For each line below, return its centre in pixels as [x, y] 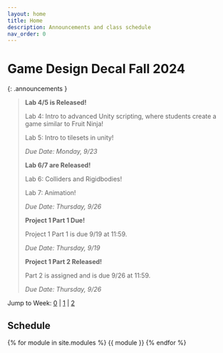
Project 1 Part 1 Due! [55, 221]
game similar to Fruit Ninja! [64, 124]
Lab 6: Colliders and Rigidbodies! [73, 179]
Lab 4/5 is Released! [56, 102]
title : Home [25, 21]
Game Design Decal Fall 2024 [96, 69]
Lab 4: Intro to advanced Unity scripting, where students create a [120, 116]
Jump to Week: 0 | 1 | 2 [41, 303]
